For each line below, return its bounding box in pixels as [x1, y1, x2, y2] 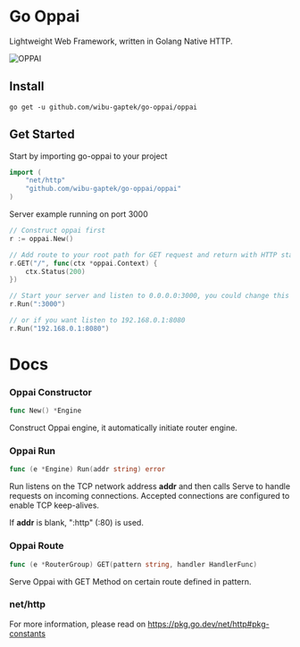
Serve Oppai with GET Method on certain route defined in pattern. [9, 576, 252, 586]
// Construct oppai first [9, 226, 105, 236]
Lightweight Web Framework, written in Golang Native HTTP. [9, 36, 233, 46]
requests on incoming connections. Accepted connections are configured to [9, 491, 290, 502]
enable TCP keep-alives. [9, 500, 100, 510]
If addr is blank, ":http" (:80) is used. [9, 518, 145, 528]
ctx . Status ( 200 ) [25, 267, 87, 276]
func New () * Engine [9, 406, 82, 416]
